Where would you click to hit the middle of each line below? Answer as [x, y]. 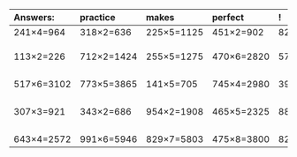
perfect [228, 17]
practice [97, 17]
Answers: [34, 17]
